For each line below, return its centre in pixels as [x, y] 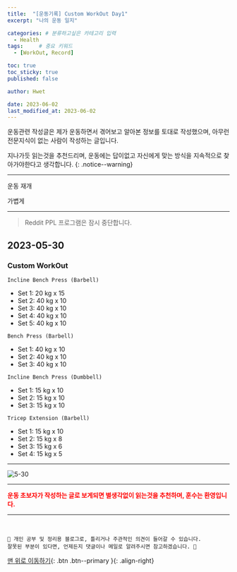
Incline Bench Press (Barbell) [53, 280]
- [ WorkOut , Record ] [44, 53]
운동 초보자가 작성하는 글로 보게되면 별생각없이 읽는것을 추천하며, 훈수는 [105, 495]
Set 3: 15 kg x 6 [40, 446]
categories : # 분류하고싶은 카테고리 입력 [62, 33]
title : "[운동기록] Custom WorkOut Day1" [68, 14]
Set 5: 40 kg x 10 [42, 323]
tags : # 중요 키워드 [40, 47]
